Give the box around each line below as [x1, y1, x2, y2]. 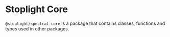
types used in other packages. [5, 25, 69, 31]
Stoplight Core [5, 4, 68, 15]
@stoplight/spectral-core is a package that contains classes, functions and [5, 20, 165, 26]
